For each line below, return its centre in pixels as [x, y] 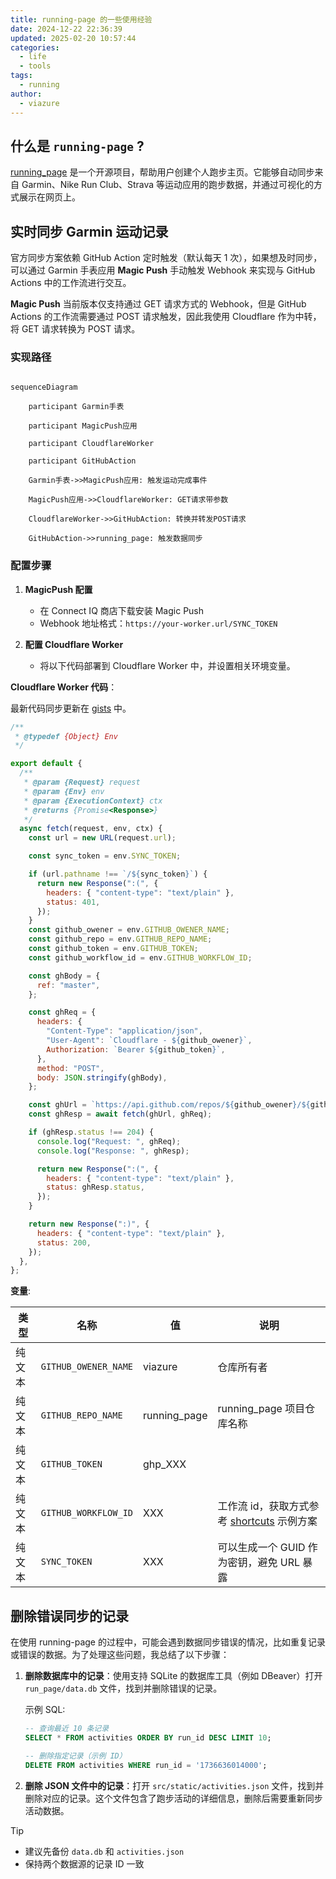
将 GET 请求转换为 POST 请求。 [75, 329]
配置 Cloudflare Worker [74, 644]
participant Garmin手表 [76, 407]
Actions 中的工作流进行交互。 [71, 283]
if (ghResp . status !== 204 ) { [91, 1132]
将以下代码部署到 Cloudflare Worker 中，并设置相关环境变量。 [167, 665]
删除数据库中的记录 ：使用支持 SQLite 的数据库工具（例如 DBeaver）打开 [173, 1676]
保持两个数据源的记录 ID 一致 [84, 1863]
